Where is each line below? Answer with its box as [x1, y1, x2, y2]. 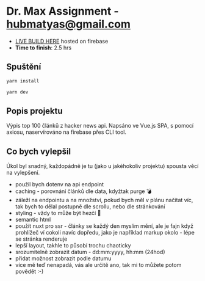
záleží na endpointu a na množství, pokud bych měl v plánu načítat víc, [15, 197, 193, 204]
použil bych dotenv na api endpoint [15, 181, 104, 188]
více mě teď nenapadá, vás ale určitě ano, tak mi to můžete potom [15, 261, 182, 269]
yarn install [6, 78, 40, 84]
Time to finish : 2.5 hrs [15, 44, 72, 51]
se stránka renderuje [15, 235, 68, 243]
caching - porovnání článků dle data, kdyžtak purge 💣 [15, 188, 152, 195]
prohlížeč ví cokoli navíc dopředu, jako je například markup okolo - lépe [15, 229, 195, 236]
